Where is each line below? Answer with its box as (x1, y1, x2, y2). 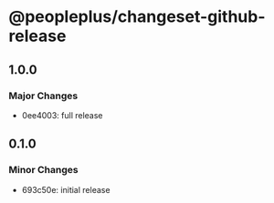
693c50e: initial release (21, 184, 111, 195)
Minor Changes (8, 164, 79, 177)
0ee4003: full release (21, 109, 103, 120)
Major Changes (8, 89, 79, 102)
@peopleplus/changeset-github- (8, 6, 266, 27)
